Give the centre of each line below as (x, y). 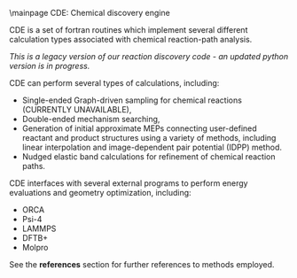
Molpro (35, 247)
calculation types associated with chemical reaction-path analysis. (131, 39)
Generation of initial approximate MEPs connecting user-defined (139, 128)
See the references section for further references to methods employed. (142, 264)
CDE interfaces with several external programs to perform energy (129, 183)
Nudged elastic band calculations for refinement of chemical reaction (148, 157)
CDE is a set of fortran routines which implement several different (129, 30)
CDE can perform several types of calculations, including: (114, 83)
